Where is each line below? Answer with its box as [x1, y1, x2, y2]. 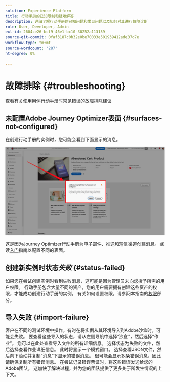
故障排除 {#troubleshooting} [5, 80, 126, 92]
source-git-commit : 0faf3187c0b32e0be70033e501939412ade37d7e [5, 35, 139, 40]
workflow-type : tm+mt [5, 40, 51, 46]
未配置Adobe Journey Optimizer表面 [5, 114, 122, 122]
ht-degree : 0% [5, 51, 35, 56]
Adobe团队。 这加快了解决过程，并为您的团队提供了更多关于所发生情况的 [5, 365, 158, 371]
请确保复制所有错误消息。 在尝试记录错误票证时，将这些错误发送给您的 [5, 359, 153, 365]
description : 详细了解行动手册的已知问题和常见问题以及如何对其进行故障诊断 [5, 19, 148, 24]
